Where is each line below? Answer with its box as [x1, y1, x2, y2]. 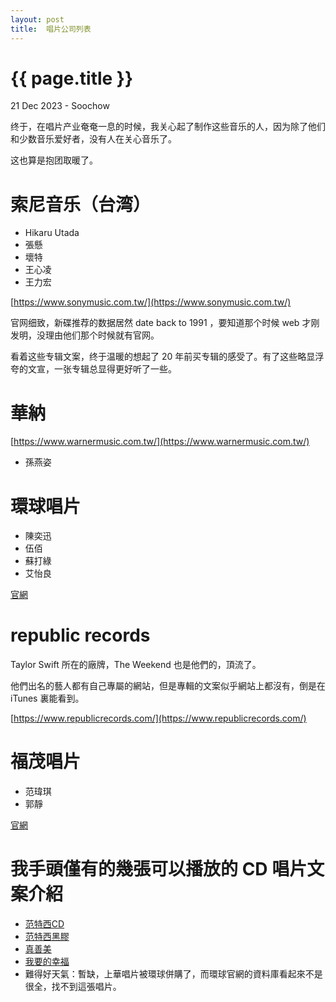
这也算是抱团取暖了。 [10, 154, 98, 166]
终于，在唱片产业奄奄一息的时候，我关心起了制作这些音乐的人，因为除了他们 [10, 121, 326, 133]
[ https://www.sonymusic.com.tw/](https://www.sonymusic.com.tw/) [10, 296, 292, 308]
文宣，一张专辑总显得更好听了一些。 [27, 363, 177, 375]
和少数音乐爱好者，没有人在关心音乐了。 [10, 133, 177, 145]
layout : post [10, 14, 65, 25]
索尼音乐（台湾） [10, 193, 152, 216]
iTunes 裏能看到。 [10, 692, 85, 705]
